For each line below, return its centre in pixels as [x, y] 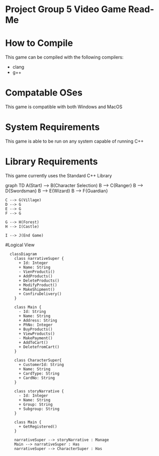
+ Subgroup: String [39, 409]
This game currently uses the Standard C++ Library [59, 175]
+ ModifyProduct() [38, 285]
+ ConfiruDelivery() [40, 294]
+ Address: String [38, 320]
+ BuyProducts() [35, 329]
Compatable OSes [44, 93]
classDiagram [23, 254]
